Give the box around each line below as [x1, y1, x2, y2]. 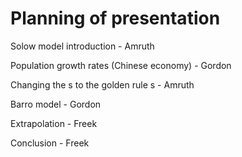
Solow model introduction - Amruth [10, 40, 155, 52]
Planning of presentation [10, 7, 221, 30]
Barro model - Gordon [10, 98, 102, 110]
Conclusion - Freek [10, 137, 90, 149]
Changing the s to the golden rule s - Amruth [10, 78, 195, 91]
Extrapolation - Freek [10, 117, 98, 129]
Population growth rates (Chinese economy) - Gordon [10, 59, 232, 71]
